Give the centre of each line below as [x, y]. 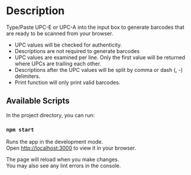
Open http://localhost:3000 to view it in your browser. [71, 148]
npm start [20, 130]
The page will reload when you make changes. [63, 160]
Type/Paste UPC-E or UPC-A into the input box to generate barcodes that [95, 27]
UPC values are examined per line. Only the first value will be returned [100, 57]
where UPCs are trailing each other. [58, 64]
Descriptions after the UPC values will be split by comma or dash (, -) [99, 70]
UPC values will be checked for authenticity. [68, 45]
